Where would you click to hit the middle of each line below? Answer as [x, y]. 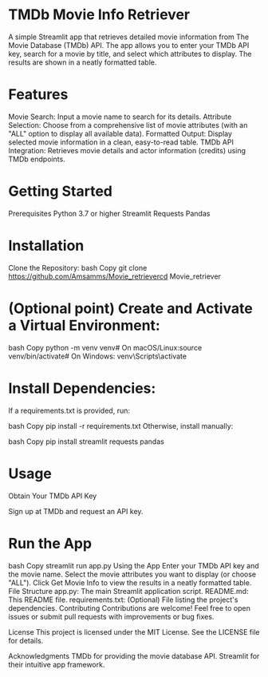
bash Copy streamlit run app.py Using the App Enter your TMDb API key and [134, 565]
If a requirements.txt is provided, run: [69, 410]
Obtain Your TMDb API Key [53, 496]
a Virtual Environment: [85, 325]
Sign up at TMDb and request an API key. [76, 511]
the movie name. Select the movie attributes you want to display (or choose [132, 574]
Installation [46, 246]
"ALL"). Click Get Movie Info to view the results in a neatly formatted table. [130, 582]
